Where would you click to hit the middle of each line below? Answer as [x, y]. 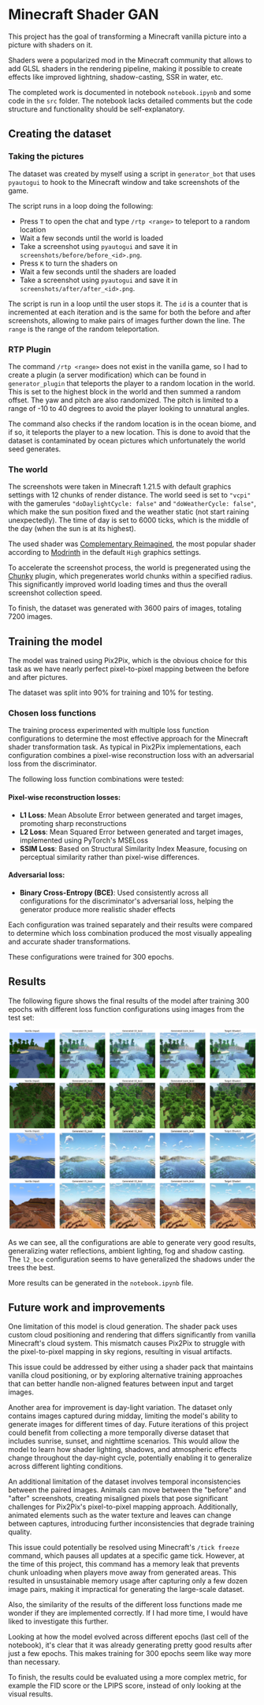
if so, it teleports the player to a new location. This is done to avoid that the [129, 432]
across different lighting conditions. [66, 1466]
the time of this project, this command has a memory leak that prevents [124, 1564]
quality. [20, 1532]
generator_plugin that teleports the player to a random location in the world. [132, 383]
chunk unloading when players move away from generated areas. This [123, 1573]
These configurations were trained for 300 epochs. [91, 956]
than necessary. [34, 1662]
